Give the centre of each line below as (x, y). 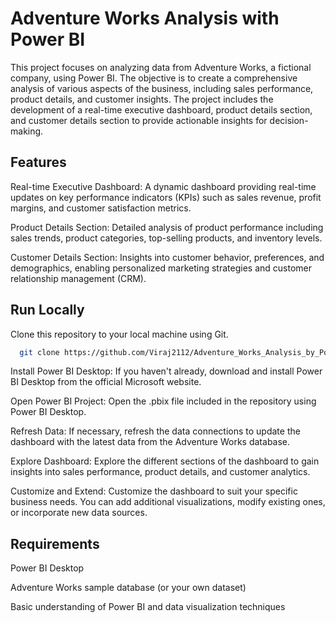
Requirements (55, 543)
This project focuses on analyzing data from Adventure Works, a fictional (161, 67)
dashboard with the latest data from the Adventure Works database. (150, 442)
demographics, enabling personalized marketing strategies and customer (161, 268)
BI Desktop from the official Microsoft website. (106, 382)
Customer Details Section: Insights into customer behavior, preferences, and (167, 257)
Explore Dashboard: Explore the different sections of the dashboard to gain (165, 461)
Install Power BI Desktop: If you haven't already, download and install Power (166, 371)
